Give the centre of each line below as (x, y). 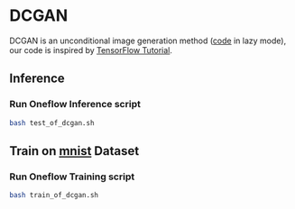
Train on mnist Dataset (74, 151)
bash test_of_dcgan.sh (52, 123)
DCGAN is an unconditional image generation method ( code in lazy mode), (148, 41)
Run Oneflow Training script (72, 177)
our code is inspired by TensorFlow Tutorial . (91, 50)
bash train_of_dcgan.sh (54, 195)
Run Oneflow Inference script (75, 104)
